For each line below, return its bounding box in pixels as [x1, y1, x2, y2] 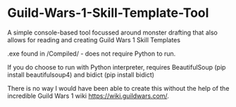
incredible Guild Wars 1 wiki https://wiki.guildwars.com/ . [7, 92, 169, 100]
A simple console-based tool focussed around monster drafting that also [7, 28, 218, 37]
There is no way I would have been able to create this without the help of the [7, 84, 230, 92]
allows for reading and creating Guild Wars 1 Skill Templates [7, 35, 181, 44]
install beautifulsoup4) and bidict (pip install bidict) [7, 70, 155, 79]
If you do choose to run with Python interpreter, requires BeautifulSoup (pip [7, 63, 226, 71]
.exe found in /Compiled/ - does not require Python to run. [7, 49, 176, 58]
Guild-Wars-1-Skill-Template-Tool [7, 5, 209, 21]
